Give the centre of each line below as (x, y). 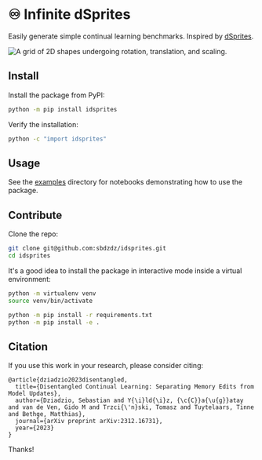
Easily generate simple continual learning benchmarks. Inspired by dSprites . (131, 36)
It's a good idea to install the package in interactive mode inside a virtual (125, 270)
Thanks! (21, 450)
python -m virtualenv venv (52, 293)
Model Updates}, (35, 394)
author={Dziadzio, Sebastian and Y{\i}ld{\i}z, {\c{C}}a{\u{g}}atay (129, 401)
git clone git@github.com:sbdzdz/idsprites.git (87, 249)
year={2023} (35, 428)
